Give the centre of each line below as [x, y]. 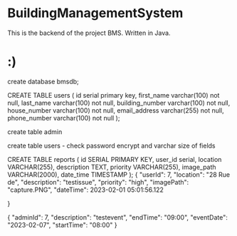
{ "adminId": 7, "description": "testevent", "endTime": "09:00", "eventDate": [117, 217]
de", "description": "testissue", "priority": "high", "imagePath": [98, 182]
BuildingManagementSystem [95, 13]
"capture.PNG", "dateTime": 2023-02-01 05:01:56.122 [85, 190]
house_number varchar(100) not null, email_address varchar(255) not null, [116, 110]
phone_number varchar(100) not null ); [64, 118]
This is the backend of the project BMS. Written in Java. [89, 33]
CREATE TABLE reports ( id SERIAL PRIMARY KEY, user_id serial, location [115, 159]
